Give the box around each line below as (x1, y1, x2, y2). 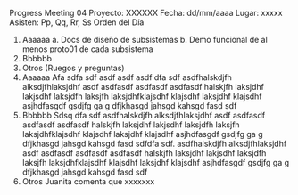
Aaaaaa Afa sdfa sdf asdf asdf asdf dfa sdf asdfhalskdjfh (21, 72, 232, 83)
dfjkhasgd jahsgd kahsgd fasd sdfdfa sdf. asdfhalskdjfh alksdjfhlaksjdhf (21, 138, 287, 149)
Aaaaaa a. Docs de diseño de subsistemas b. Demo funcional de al (21, 35, 268, 45)
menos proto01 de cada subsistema (21, 44, 153, 54)
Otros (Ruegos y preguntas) (21, 62, 125, 73)
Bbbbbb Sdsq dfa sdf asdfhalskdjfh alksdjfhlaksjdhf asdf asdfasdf (21, 110, 266, 120)
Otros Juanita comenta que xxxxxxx (21, 176, 155, 186)
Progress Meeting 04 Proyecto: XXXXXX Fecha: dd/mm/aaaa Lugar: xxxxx (9, 8, 283, 18)
